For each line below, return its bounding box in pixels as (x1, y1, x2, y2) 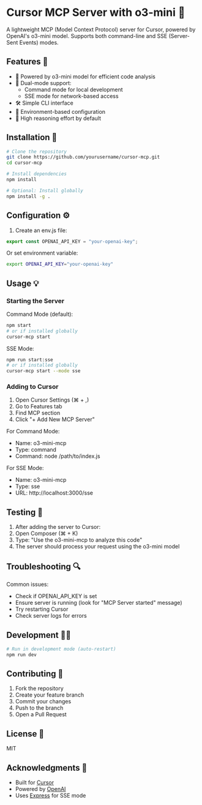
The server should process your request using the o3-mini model (15, 543, 180, 550)
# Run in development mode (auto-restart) (6, 646, 116, 652)
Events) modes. (19, 39, 59, 46)
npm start (6, 322, 32, 328)
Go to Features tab (15, 403, 62, 410)
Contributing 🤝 (6, 668, 64, 679)
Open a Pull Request (15, 711, 67, 718)
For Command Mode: (6, 428, 60, 435)
